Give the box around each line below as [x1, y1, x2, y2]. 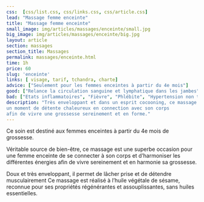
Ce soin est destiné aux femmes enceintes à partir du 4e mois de [6, 127, 169, 134]
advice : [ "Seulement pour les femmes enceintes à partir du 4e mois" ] [6, 83, 189, 89]
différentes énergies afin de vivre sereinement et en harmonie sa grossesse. [6, 159, 197, 166]
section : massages [6, 43, 53, 49]
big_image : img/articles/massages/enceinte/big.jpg [6, 32, 140, 38]
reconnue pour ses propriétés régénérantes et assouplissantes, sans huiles [6, 183, 194, 190]
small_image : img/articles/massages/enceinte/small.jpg [6, 26, 151, 32]
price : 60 [6, 65, 32, 72]
